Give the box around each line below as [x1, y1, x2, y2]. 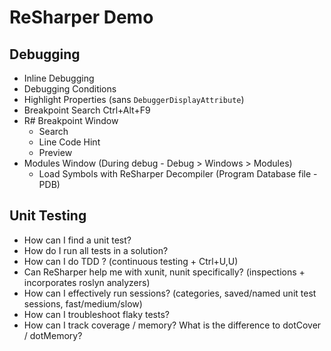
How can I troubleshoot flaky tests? [23, 308, 170, 320]
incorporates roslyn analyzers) [23, 276, 151, 288]
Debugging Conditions [23, 83, 117, 95]
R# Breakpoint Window [23, 115, 119, 126]
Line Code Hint [38, 136, 101, 148]
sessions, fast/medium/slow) [23, 297, 143, 310]
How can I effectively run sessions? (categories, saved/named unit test [23, 287, 317, 299]
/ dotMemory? [23, 329, 83, 341]
